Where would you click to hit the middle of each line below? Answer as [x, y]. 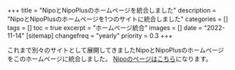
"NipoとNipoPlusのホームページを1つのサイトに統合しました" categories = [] [118, 19]
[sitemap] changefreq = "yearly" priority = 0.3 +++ [100, 36]
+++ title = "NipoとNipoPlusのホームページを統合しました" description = [112, 10]
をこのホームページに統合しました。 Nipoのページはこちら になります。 [110, 59]
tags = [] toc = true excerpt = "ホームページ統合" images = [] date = [105, 28]
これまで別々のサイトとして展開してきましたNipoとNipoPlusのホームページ [116, 50]
